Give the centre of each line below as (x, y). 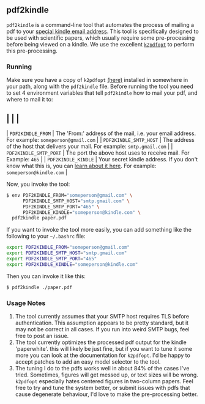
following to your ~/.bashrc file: (46, 236)
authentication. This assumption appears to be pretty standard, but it (102, 323)
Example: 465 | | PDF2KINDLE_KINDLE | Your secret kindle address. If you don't (102, 159)
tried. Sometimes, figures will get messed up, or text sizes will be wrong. (107, 375)
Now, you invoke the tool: (38, 184)
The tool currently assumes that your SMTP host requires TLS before (102, 316)
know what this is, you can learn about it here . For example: (81, 166)
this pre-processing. (32, 51)
